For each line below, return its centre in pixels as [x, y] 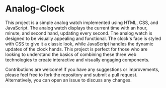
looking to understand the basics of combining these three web [71, 54]
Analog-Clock [35, 9]
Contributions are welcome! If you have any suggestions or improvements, [82, 69]
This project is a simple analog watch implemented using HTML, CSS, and [82, 22]
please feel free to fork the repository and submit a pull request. [71, 74]
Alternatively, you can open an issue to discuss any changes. [68, 80]
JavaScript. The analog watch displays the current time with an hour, [76, 27]
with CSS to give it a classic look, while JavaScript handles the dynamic [79, 43]
